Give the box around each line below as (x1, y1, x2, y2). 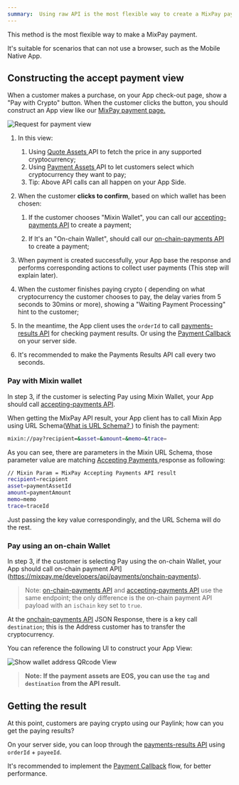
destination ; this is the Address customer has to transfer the (7, 622, 186, 632)
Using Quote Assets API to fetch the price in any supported (28, 148, 202, 156)
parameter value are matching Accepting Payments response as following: (7, 455, 225, 464)
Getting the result (7, 700, 87, 712)
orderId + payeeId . (7, 747, 62, 756)
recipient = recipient (7, 476, 69, 483)
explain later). (17, 271, 58, 280)
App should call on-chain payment (7, 564, 109, 573)
